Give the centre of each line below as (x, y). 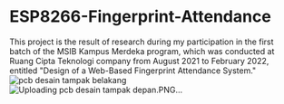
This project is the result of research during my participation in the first (142, 42)
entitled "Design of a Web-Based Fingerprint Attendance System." (133, 71)
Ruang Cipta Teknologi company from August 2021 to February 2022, (139, 61)
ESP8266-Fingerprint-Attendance (141, 17)
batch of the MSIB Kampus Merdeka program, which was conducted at (142, 51)
